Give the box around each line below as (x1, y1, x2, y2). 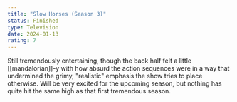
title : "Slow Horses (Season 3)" (7, 10, 107, 18)
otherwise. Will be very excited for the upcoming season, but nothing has (7, 79, 222, 88)
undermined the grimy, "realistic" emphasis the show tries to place (7, 72, 203, 81)
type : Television (7, 24, 59, 31)
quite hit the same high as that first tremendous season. (7, 87, 171, 96)
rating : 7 (7, 37, 37, 44)
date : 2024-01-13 (7, 30, 59, 38)
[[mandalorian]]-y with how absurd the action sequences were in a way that (7, 64, 230, 73)
